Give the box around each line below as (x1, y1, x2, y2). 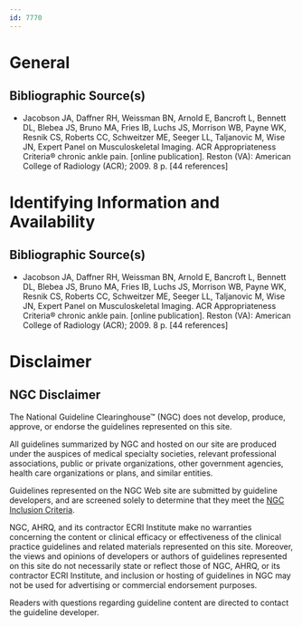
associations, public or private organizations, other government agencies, (9, 458, 284, 468)
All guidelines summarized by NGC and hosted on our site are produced (9, 439, 278, 449)
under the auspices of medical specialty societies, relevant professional (9, 448, 278, 458)
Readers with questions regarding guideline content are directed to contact (9, 597, 289, 608)
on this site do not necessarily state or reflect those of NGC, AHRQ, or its (9, 560, 280, 571)
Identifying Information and (9, 192, 220, 213)
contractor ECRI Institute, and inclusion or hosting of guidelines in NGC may (9, 570, 291, 581)
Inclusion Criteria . (9, 504, 75, 515)
